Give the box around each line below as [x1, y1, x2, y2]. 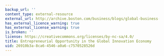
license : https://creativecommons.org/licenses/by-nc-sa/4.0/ [5, 35, 134, 39]
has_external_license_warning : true [5, 25, 80, 30]
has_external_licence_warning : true [5, 20, 80, 26]
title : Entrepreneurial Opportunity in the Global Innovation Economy [5, 39, 152, 44]
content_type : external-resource [5, 12, 73, 17]
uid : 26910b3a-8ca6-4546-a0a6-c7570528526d [5, 43, 95, 48]
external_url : [5, 16, 34, 21]
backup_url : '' [5, 7, 36, 12]
